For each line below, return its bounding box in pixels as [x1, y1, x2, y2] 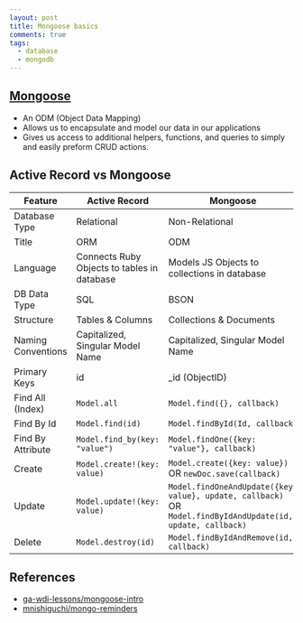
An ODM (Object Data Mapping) [22, 112, 142, 123]
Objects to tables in [76, 261, 159, 274]
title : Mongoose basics [9, 22, 99, 31]
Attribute [14, 443, 51, 456]
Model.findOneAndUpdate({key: [168, 481, 298, 492]
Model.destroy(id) [76, 536, 155, 547]
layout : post [9, 13, 59, 23]
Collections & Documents [168, 313, 275, 326]
